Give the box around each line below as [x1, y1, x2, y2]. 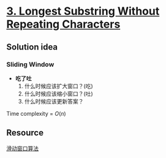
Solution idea [6, 42, 58, 52]
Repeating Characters [6, 17, 121, 31]
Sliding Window [6, 60, 55, 69]
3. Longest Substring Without [6, 4, 160, 18]
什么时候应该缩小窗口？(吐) [24, 90, 93, 97]
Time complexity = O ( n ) [6, 110, 66, 117]
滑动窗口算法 [6, 145, 39, 152]
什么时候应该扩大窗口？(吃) [24, 82, 93, 89]
